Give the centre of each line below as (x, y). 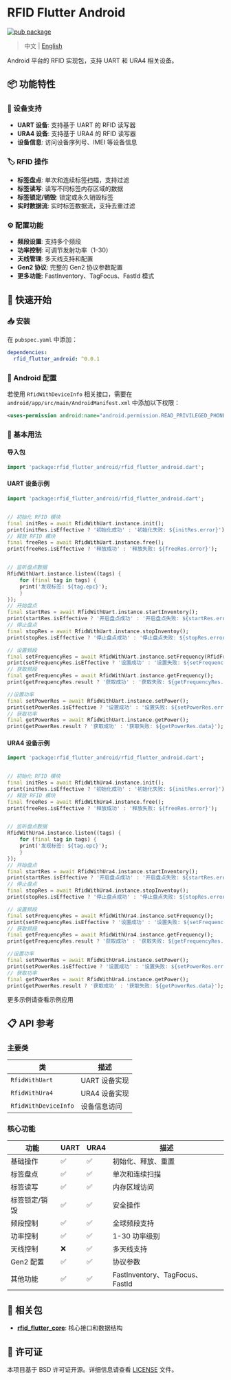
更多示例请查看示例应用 (40, 1000)
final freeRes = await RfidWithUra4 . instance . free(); (86, 802)
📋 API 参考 (31, 1023)
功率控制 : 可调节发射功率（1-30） (64, 250)
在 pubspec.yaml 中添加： (42, 339)
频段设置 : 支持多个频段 (49, 241)
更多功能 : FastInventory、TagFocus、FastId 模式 (86, 276)
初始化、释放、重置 (144, 1161)
